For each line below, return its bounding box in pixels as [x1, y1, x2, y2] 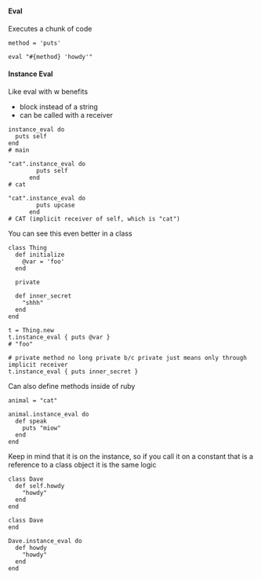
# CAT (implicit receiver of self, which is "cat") [8, 214, 180, 222]
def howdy [15, 544, 47, 552]
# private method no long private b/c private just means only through [8, 354, 247, 361]
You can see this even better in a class [8, 229, 132, 238]
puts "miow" [22, 423, 61, 432]
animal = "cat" [8, 396, 58, 405]
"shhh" [22, 299, 44, 306]
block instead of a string [19, 101, 98, 112]
